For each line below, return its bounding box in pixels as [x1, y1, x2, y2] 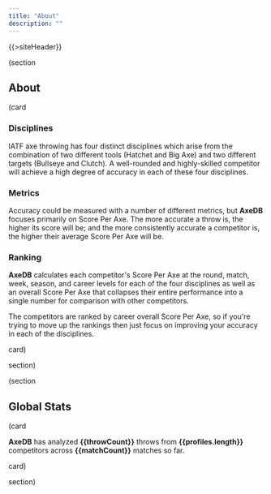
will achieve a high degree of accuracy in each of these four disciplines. [8, 167, 249, 177]
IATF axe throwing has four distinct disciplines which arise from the [8, 141, 233, 151]
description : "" [8, 19, 63, 28]
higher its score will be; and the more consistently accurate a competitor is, [8, 222, 260, 232]
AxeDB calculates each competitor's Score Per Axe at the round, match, [8, 270, 250, 280]
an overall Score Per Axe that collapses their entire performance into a [8, 287, 243, 297]
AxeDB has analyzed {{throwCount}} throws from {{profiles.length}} [8, 437, 243, 447]
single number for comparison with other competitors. [8, 296, 189, 306]
